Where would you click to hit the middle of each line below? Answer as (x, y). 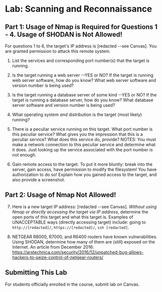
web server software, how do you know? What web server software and (84, 80)
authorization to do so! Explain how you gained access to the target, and (84, 175)
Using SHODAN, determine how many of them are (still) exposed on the (83, 242)
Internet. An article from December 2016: (53, 247)
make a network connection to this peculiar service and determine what (84, 145)
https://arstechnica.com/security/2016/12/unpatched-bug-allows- (78, 252)
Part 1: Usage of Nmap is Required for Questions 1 (81, 27)
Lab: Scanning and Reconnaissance (79, 9)
